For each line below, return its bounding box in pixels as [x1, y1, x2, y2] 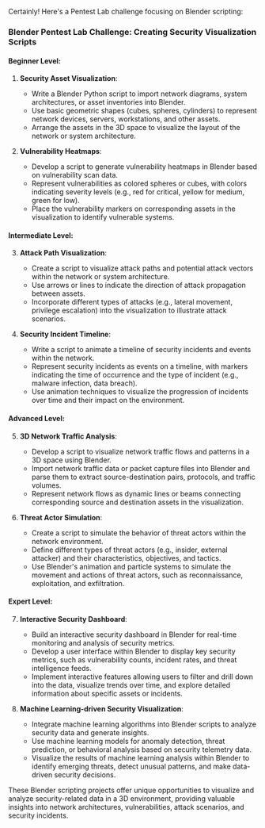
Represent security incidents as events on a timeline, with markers [31, 362, 248, 371]
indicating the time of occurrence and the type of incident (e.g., [31, 370, 239, 380]
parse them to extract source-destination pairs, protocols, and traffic [31, 472, 256, 481]
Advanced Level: [8, 413, 65, 423]
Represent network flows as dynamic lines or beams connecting [31, 489, 241, 498]
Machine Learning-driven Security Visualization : [19, 703, 184, 713]
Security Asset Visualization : [19, 74, 118, 83]
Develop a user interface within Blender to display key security [31, 646, 236, 656]
